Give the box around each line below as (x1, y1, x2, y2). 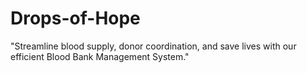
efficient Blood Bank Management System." (10, 50, 190, 62)
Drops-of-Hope (10, 7, 141, 30)
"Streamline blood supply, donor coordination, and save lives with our (10, 40, 297, 52)
